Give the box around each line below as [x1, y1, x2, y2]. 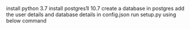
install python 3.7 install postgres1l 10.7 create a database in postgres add [6, 5, 185, 12]
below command [6, 17, 47, 24]
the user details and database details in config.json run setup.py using [6, 11, 176, 18]
